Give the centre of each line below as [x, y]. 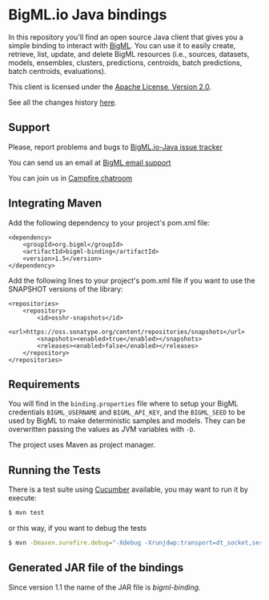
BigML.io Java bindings [88, 15]
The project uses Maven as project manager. [82, 445]
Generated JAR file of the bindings [96, 568]
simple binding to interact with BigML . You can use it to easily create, [122, 45]
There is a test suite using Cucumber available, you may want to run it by [128, 490]
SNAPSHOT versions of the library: [66, 289]
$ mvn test [26, 513]
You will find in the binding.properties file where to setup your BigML [123, 404]
